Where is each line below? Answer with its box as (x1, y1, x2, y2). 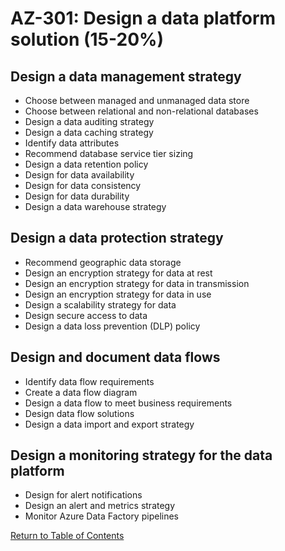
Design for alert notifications (24, 489, 143, 501)
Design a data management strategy (10, 68, 242, 85)
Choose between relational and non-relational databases (24, 105, 259, 117)
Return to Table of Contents (10, 530, 125, 542)
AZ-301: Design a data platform (10, 7, 277, 30)
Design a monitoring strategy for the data (10, 447, 273, 464)
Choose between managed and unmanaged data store (24, 95, 250, 106)
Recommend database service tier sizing (24, 148, 194, 159)
